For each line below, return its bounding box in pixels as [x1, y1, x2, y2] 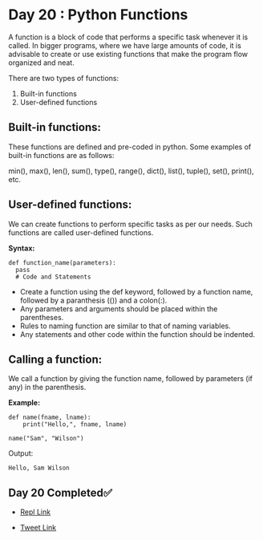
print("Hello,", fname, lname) [22, 420, 127, 428]
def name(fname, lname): [8, 413, 91, 422]
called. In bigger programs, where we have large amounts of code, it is [8, 40, 242, 50]
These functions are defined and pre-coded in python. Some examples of [8, 142, 252, 152]
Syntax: [8, 243, 35, 253]
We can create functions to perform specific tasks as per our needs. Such [8, 219, 253, 229]
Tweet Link [19, 523, 57, 533]
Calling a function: [8, 352, 103, 366]
